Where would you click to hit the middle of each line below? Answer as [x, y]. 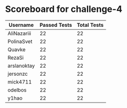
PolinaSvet [20, 41]
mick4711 [20, 82]
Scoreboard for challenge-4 [64, 9]
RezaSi [16, 57]
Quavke [17, 49]
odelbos [17, 90]
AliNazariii [19, 33]
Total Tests [90, 25]
